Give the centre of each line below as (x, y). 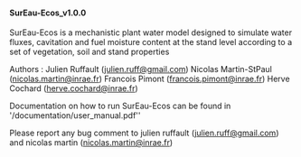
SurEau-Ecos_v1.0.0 (48, 13)
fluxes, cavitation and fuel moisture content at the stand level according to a (150, 42)
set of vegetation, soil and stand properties (89, 52)
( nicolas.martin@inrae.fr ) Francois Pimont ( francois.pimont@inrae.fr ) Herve (150, 79)
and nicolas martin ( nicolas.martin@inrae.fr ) (91, 143)
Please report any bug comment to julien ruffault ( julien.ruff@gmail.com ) (144, 133)
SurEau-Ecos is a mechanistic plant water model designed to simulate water (150, 32)
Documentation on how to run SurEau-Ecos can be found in (120, 106)
